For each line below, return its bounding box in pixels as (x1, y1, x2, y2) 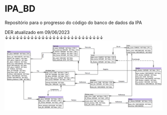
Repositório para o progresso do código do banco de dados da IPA (4, 19, 142, 25)
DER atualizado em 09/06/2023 (4, 29, 70, 35)
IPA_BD (4, 3, 35, 14)
